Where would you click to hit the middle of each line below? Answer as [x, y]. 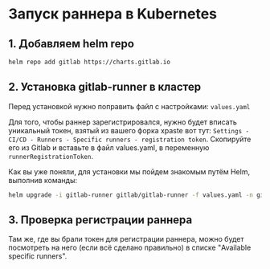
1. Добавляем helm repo [72, 44]
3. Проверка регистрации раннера [100, 220]
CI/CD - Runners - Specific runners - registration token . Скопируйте [130, 139]
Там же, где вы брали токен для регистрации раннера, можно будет [126, 239]
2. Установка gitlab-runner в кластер [105, 87]
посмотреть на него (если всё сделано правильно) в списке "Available [130, 248]
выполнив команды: [43, 180]
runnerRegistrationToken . [51, 156]
